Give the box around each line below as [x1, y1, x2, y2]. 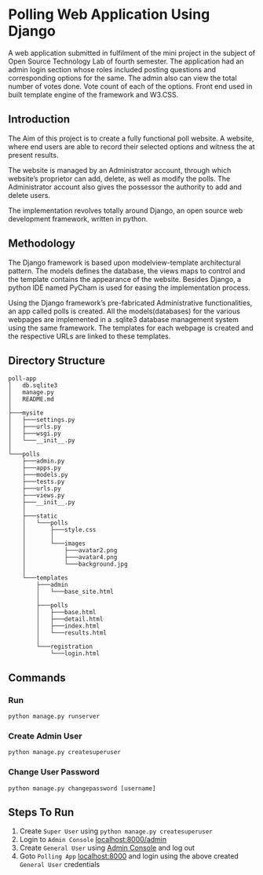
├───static [22, 512, 58, 520]
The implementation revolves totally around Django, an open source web [8, 206, 243, 215]
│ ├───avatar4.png [22, 554, 118, 562]
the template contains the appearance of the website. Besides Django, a [8, 274, 242, 284]
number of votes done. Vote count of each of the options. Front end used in [8, 81, 253, 91]
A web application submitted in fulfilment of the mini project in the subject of [8, 48, 256, 57]
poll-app [8, 375, 37, 383]
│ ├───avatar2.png [22, 547, 118, 555]
